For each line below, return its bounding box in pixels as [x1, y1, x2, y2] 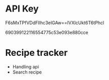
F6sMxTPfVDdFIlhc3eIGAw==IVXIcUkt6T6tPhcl [5, 20, 104, 26]
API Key [5, 3, 39, 15]
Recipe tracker [5, 47, 68, 58]
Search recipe [12, 69, 42, 75]
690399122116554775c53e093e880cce [5, 29, 88, 35]
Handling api [12, 63, 39, 69]
